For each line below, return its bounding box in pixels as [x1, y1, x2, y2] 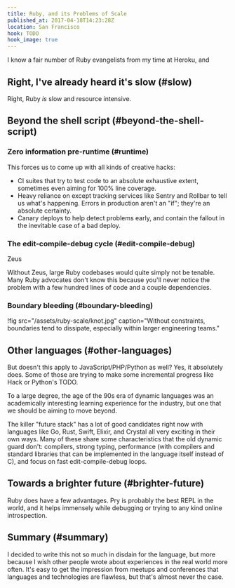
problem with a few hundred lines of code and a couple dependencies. [7, 283, 212, 291]
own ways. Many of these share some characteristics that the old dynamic [7, 435, 222, 443]
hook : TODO [7, 29, 39, 37]
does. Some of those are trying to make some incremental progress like [7, 370, 214, 379]
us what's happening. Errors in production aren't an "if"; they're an [17, 199, 210, 207]
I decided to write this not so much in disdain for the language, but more [7, 550, 216, 559]
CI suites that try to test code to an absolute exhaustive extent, [17, 176, 199, 185]
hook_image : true [7, 36, 58, 44]
